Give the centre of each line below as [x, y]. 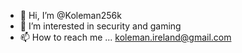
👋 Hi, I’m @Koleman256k [70, 15]
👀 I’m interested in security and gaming [100, 26]
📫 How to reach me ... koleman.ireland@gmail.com [125, 37]
